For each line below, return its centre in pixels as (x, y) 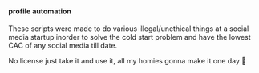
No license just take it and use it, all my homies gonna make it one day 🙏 (127, 61)
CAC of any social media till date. (63, 46)
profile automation (40, 11)
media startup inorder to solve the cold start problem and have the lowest (129, 37)
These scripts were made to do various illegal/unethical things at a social (129, 29)
